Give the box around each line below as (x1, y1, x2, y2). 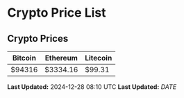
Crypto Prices (7, 33, 69, 44)
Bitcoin (12, 54, 37, 63)
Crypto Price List (7, 5, 106, 21)
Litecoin (84, 54, 112, 63)
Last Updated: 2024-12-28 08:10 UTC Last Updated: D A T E (7, 83, 177, 91)
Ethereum (44, 54, 78, 63)
